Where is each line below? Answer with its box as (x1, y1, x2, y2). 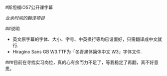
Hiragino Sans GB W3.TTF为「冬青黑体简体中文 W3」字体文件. (12, 49, 142, 54)
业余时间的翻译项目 (5, 15, 45, 21)
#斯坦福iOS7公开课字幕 (5, 4, 53, 10)
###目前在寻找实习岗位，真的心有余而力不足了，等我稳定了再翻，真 (5, 59, 145, 65)
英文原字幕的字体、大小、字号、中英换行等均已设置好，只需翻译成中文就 (12, 36, 162, 42)
